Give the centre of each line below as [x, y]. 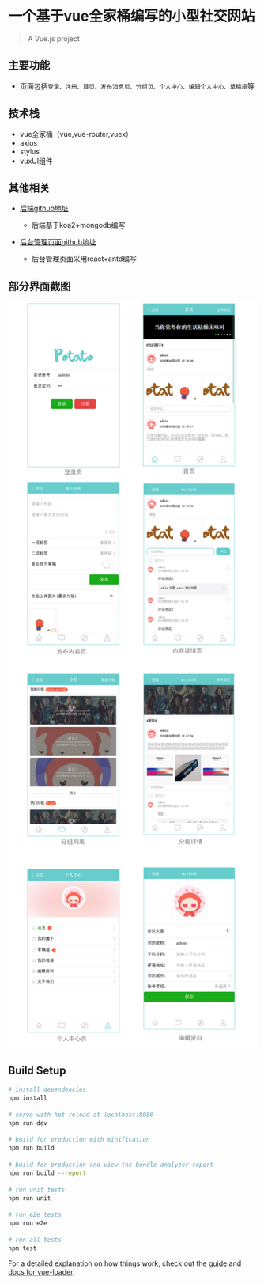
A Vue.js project [54, 38]
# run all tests [35, 1240]
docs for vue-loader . [41, 1271]
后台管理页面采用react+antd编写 [84, 259]
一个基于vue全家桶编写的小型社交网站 [132, 16]
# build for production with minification [79, 1140]
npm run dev [28, 1123]
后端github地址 [44, 208]
